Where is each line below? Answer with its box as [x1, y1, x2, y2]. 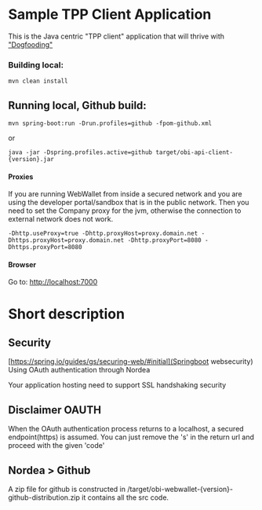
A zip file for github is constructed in [8, 485, 126, 494]
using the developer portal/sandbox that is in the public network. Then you [8, 198, 249, 207]
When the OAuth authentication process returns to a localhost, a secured [8, 424, 245, 434]
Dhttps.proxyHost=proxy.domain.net [8, 237, 125, 244]
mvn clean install [8, 77, 68, 86]
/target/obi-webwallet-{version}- [126, 485, 234, 494]
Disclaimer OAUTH [8, 403, 102, 416]
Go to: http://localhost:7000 [8, 277, 98, 287]
